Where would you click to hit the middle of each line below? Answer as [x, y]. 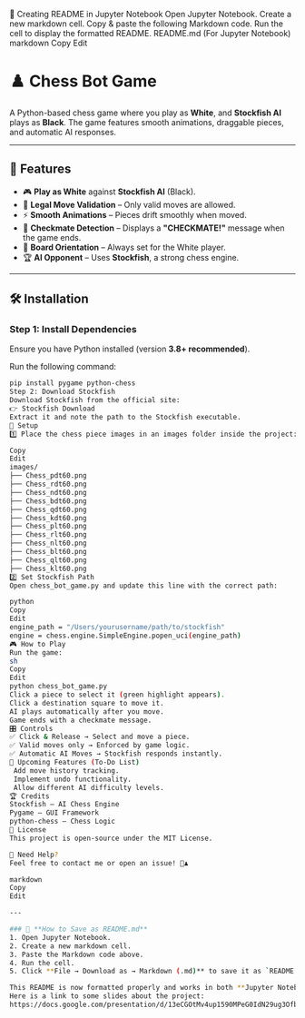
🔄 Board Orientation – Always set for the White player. [124, 247]
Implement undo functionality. [72, 779]
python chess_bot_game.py [58, 687]
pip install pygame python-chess [73, 383]
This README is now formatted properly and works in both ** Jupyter [142, 988]
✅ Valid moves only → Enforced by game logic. [100, 746]
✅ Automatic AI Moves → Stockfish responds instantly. [116, 754]
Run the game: [36, 652]
